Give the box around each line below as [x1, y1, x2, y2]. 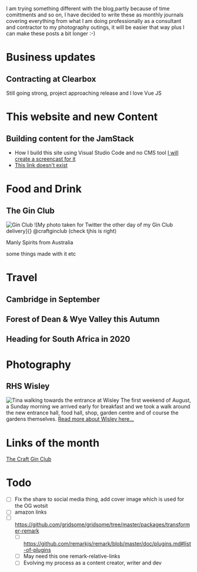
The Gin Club [6, 205, 55, 215]
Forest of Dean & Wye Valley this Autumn [6, 314, 160, 324]
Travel [6, 271, 38, 284]
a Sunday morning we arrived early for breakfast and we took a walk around [6, 403, 191, 410]
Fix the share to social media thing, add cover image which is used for [14, 495, 185, 503]
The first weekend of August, [120, 397, 191, 404]
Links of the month [6, 436, 100, 450]
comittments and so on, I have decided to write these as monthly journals [6, 11, 184, 18]
